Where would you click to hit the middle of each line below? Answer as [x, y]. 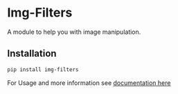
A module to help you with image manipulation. [74, 32]
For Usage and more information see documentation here [89, 83]
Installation [32, 54]
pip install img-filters [43, 69]
